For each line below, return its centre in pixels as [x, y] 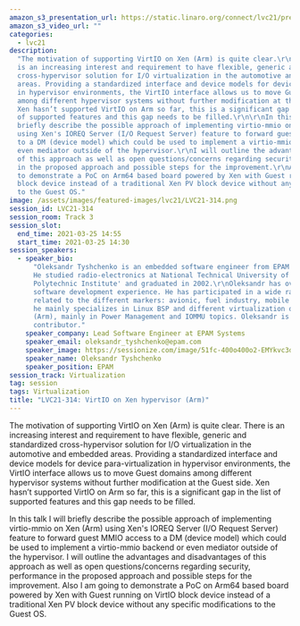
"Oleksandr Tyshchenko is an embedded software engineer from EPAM [161, 267]
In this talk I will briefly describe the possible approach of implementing [141, 519]
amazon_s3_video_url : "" [55, 26]
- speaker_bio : [46, 259]
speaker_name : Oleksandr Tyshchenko [94, 359]
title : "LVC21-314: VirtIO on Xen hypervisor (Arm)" [109, 400]
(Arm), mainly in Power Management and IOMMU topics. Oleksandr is [161, 317]
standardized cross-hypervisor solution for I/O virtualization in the [130, 444]
